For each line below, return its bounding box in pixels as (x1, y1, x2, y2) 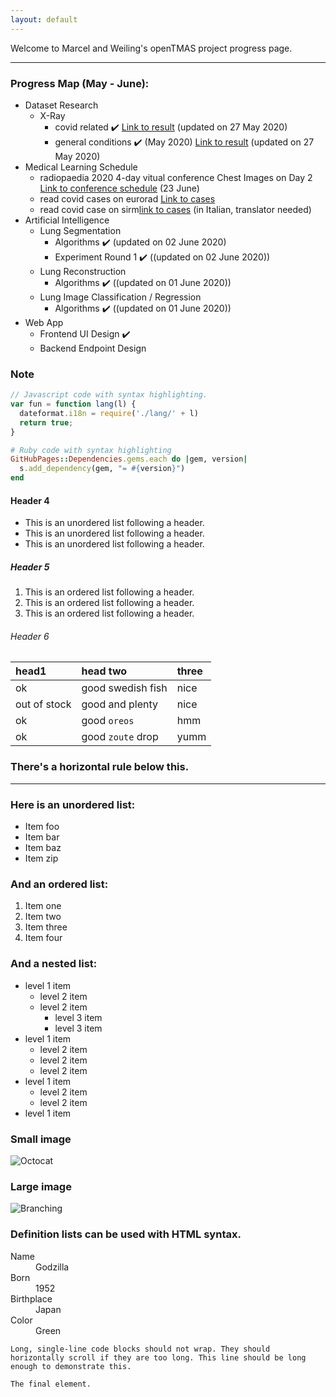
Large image (10, 1179, 72, 1193)
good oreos (81, 714, 135, 728)
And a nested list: (10, 957, 98, 971)
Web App (24, 316, 64, 328)
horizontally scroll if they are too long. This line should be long (10, 1352, 307, 1363)
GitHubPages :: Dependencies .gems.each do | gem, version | (10, 454, 248, 465)
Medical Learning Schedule (24, 161, 138, 173)
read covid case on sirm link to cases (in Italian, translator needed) (39, 203, 312, 215)
